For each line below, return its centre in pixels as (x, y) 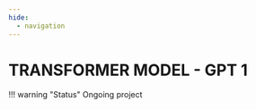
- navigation (41, 26)
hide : (18, 17)
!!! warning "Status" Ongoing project (75, 95)
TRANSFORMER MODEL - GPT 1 (128, 70)
